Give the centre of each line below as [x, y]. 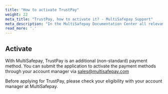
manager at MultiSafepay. [32, 86]
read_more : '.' [21, 28]
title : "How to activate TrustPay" [42, 10]
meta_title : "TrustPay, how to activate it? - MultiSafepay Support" [79, 19]
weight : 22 [16, 14]
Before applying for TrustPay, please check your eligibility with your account [84, 81]
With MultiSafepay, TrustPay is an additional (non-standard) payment [76, 60]
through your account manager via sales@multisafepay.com [67, 71]
